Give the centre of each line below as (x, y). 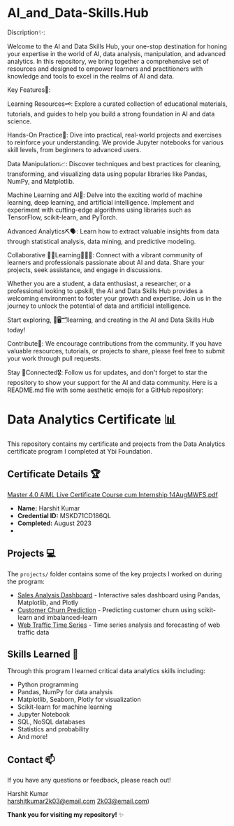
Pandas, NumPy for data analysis (65, 692)
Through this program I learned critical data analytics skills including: (107, 671)
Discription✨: (26, 32)
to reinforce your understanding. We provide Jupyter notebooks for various (115, 142)
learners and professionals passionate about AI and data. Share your (106, 262)
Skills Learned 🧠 (43, 654)
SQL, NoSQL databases (51, 722)
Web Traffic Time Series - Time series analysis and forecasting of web (119, 625)
